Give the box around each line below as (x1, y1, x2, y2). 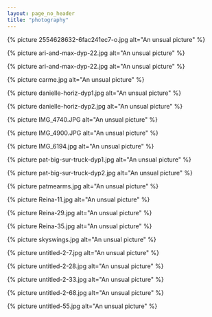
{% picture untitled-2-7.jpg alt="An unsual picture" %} (7, 248, 160, 256)
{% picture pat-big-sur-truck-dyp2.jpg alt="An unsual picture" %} (7, 168, 193, 177)
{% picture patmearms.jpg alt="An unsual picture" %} (7, 182, 159, 190)
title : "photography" (7, 17, 69, 23)
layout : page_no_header (7, 10, 75, 17)
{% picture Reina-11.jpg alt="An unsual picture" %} (7, 195, 150, 204)
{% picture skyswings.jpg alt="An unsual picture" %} (7, 235, 156, 243)
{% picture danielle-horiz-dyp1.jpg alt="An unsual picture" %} (7, 89, 182, 97)
